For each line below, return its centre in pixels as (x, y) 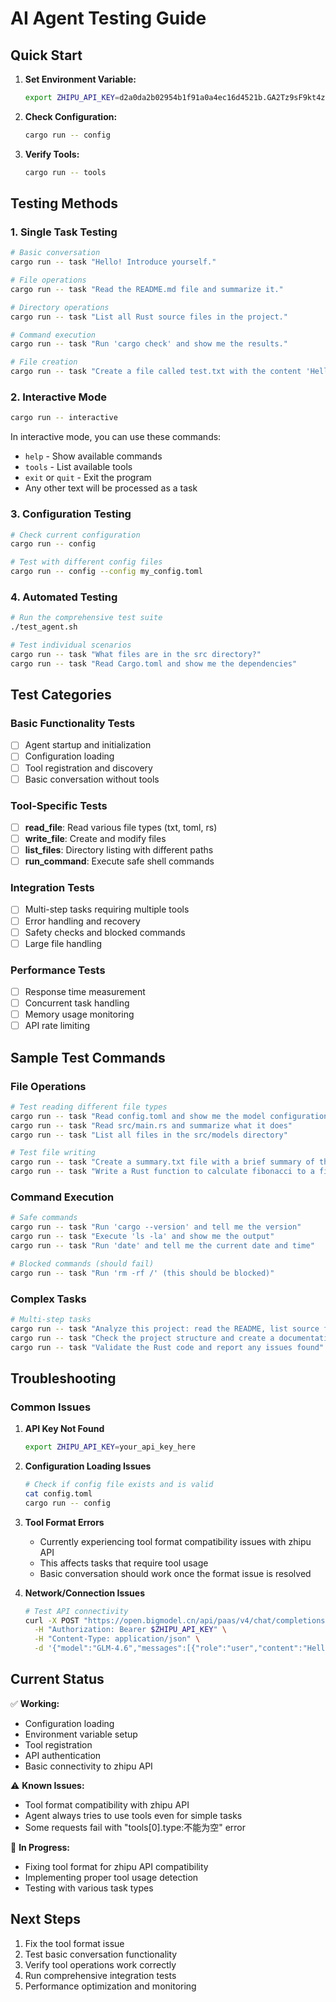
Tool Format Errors (64, 1522)
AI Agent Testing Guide (108, 18)
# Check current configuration (75, 535)
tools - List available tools (78, 467)
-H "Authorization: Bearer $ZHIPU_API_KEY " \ (131, 1630)
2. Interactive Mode (58, 397)
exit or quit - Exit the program (88, 478)
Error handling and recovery (82, 921)
